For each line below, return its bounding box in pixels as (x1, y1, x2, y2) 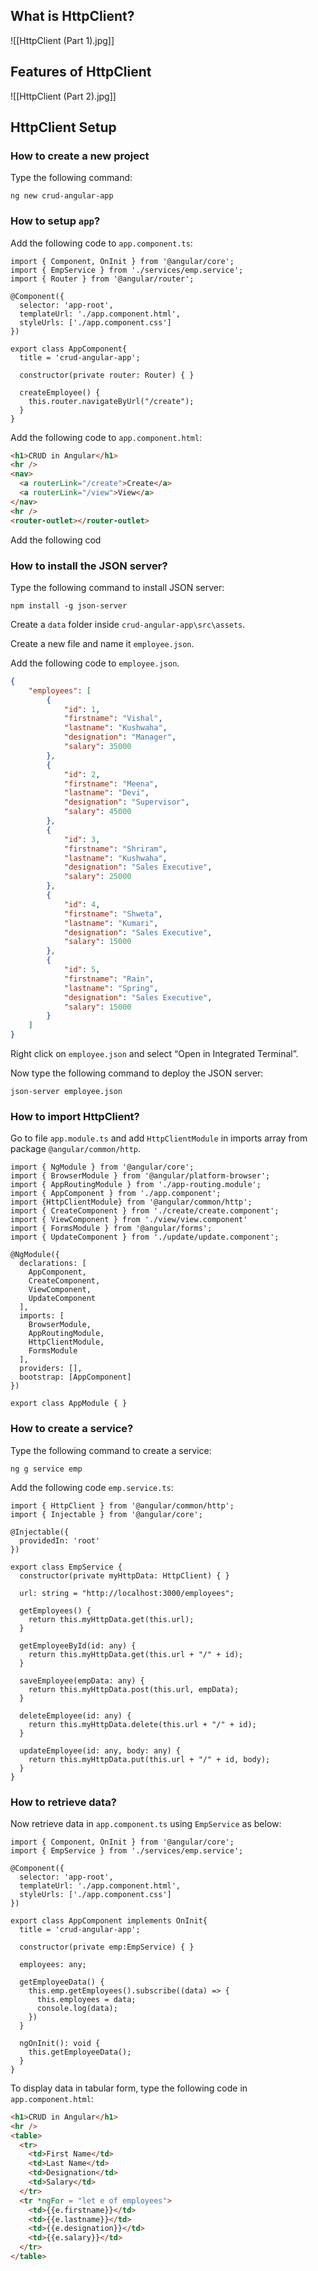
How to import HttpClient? (10, 1109, 140, 1123)
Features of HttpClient (10, 64, 152, 81)
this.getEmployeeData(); (28, 2047, 132, 2057)
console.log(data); (36, 2003, 118, 2013)
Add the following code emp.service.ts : (10, 1481, 174, 1493)
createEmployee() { (19, 387, 101, 398)
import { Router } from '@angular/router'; (10, 274, 195, 284)
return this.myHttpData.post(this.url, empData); (28, 1684, 240, 1694)
